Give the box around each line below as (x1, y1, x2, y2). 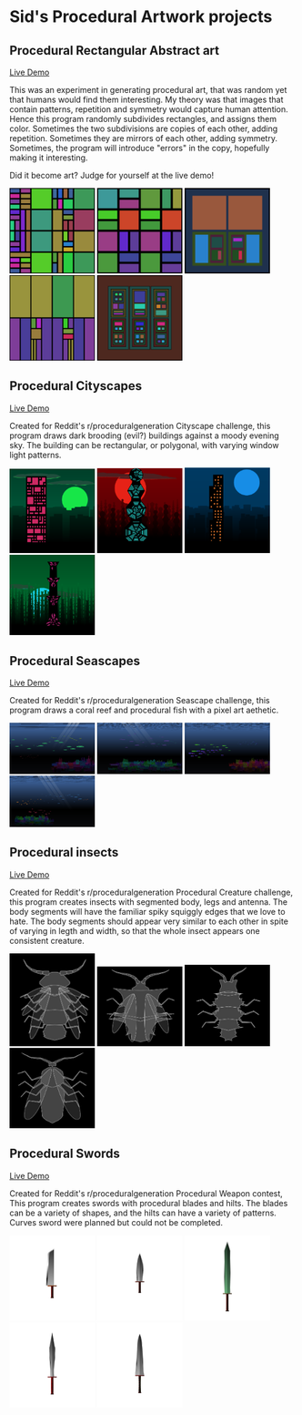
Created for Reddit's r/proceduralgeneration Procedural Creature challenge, (9, 887, 294, 897)
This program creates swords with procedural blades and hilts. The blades (9, 1197, 288, 1208)
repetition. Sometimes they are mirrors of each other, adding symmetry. (9, 133, 277, 143)
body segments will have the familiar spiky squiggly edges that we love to (9, 906, 286, 917)
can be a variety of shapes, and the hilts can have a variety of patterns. (9, 1207, 277, 1218)
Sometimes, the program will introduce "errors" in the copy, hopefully (9, 143, 270, 153)
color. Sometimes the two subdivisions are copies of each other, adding (9, 123, 278, 134)
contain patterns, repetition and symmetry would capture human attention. (9, 104, 288, 115)
